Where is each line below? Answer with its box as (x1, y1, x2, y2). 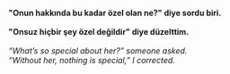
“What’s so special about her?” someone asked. (8, 45, 188, 56)
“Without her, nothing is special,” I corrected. (8, 55, 176, 65)
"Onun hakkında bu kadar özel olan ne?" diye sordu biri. (8, 8, 222, 18)
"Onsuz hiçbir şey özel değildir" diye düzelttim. (8, 27, 190, 37)
